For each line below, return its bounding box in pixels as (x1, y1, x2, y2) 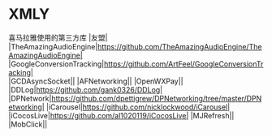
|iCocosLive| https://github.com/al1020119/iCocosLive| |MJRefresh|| (8, 110, 235, 120)
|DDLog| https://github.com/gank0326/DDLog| (8, 84, 163, 94)
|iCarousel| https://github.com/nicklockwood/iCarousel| (45, 102, 231, 112)
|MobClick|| (8, 119, 48, 129)
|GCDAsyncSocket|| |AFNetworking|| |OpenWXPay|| (8, 76, 184, 86)
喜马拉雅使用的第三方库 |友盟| (8, 32, 108, 42)
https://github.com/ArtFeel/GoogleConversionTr (104, 58, 264, 69)
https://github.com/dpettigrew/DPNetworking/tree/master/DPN (51, 93, 262, 103)
